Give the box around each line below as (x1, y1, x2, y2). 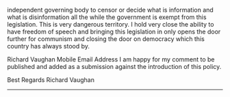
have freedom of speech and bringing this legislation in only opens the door (7, 27, 221, 36)
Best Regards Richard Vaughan (7, 76, 94, 84)
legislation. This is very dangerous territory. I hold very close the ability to (7, 20, 214, 28)
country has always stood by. (7, 42, 90, 50)
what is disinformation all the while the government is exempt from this (7, 13, 207, 21)
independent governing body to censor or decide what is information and (7, 6, 214, 14)
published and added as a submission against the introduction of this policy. (7, 63, 222, 70)
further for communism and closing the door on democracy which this (7, 35, 205, 43)
